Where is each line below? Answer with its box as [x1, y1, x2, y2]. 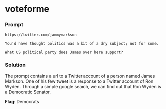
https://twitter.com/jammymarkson [5, 32, 77, 38]
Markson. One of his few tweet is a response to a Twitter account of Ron [5, 78, 154, 84]
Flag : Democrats [5, 98, 39, 104]
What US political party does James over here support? [5, 50, 123, 55]
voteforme [5, 3, 50, 15]
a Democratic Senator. [5, 89, 51, 95]
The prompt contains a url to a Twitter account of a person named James [5, 73, 155, 79]
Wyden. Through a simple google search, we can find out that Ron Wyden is [5, 83, 162, 89]
